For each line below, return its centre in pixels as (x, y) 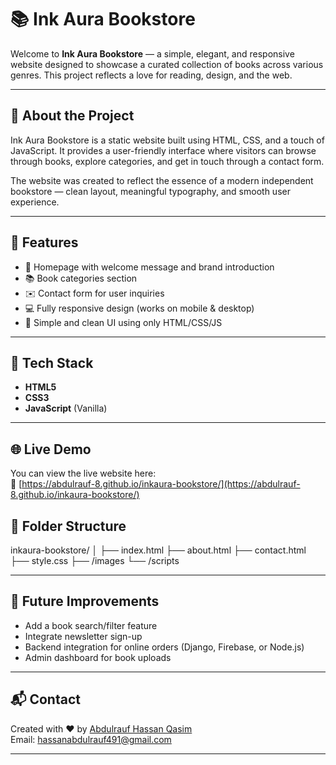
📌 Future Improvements (85, 601)
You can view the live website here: (83, 473)
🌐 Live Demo (51, 449)
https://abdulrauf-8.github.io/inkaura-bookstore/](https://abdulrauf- (161, 484)
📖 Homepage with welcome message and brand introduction (149, 267)
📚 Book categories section (81, 278)
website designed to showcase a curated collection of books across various (167, 64)
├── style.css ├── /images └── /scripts (95, 560)
